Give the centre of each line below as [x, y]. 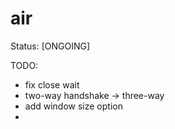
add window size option [73, 106]
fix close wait [52, 84]
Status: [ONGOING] [50, 46]
